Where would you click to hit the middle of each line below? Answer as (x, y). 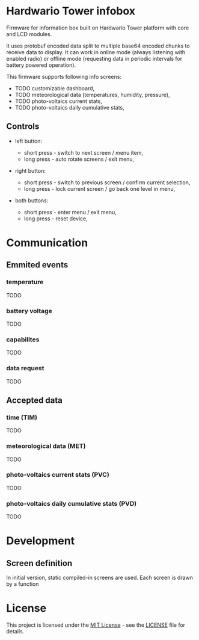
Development (41, 541)
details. (15, 632)
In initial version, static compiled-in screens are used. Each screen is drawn (100, 578)
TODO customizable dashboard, (55, 88)
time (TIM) (22, 417)
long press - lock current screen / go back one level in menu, (99, 188)
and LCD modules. (29, 34)
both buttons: (32, 200)
